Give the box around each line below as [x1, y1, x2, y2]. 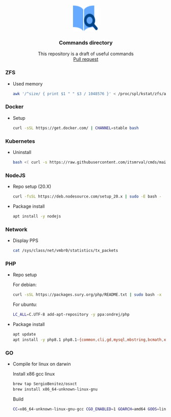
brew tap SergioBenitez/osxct [12, 381, 78, 387]
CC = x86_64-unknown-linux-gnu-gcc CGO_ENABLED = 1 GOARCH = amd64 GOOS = [12, 406, 160, 411]
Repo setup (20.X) [12, 184, 52, 190]
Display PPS [12, 237, 38, 244]
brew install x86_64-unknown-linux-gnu [12, 387, 98, 392]
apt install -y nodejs [12, 213, 61, 219]
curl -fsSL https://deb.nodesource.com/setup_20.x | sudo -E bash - [12, 194, 162, 199]
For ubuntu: [12, 301, 37, 308]
